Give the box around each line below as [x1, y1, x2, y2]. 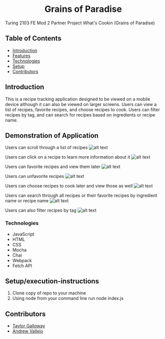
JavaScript [12, 231, 35, 237]
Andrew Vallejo [12, 328, 44, 334]
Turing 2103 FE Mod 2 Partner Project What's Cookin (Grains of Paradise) [5, 20, 155, 26]
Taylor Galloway [12, 323, 46, 329]
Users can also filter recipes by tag [5, 207, 77, 214]
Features [12, 53, 31, 58]
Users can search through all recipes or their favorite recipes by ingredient [5, 192, 158, 199]
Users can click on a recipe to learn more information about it [5, 154, 130, 160]
